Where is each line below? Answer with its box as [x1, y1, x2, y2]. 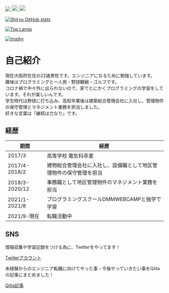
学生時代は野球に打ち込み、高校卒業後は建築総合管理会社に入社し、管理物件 [5, 97, 164, 104]
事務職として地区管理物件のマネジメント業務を [47, 178, 157, 185]
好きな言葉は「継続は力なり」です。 [5, 110, 80, 116]
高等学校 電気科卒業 [47, 152, 94, 159]
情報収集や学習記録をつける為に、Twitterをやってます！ [5, 244, 121, 250]
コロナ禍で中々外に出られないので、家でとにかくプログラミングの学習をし [5, 85, 159, 91]
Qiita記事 [5, 282, 24, 288]
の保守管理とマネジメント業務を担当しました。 [5, 104, 102, 110]
